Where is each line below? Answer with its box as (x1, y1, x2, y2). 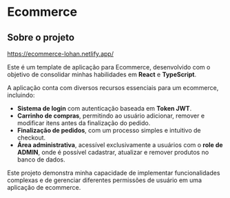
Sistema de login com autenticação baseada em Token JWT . (17, 104, 192, 112)
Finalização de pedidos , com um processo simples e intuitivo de (17, 126, 201, 134)
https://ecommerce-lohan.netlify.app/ (7, 49, 114, 58)
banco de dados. (17, 155, 65, 164)
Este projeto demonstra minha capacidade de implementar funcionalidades (7, 169, 220, 177)
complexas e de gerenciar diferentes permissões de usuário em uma (7, 176, 202, 184)
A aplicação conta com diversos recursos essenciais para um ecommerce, (7, 84, 219, 91)
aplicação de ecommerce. (7, 184, 81, 191)
